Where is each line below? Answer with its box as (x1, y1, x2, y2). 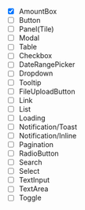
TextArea (18, 184, 49, 193)
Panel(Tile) (18, 24, 54, 34)
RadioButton (18, 149, 60, 158)
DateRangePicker (18, 60, 76, 69)
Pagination (18, 139, 54, 149)
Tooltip (18, 78, 42, 87)
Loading (18, 113, 46, 123)
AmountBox (18, 7, 57, 16)
